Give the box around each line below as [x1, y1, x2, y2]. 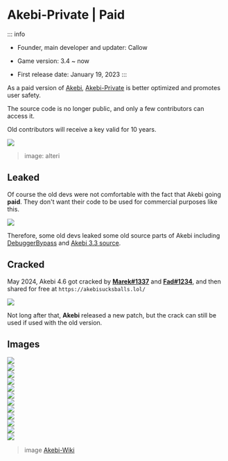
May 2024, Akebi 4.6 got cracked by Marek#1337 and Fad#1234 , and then [7, 277, 222, 286]
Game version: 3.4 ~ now [17, 56, 90, 65]
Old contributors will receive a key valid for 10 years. [7, 125, 157, 133]
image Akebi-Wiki [24, 446, 75, 454]
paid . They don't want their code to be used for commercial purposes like [7, 198, 218, 206]
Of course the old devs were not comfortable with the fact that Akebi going [7, 190, 222, 198]
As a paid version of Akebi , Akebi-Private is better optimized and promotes [7, 83, 220, 92]
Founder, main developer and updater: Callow [17, 43, 148, 51]
